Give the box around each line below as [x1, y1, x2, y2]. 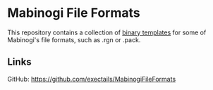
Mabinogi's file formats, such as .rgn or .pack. [7, 35, 141, 44]
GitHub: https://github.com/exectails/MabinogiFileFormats [7, 75, 176, 83]
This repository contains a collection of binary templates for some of [7, 28, 207, 37]
